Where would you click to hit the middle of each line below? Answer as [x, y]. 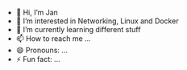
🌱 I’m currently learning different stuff [78, 29]
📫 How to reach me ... [53, 39]
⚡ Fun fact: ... [38, 59]
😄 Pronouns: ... [42, 50]
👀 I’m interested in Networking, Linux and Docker [97, 21]
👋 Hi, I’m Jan [37, 12]
